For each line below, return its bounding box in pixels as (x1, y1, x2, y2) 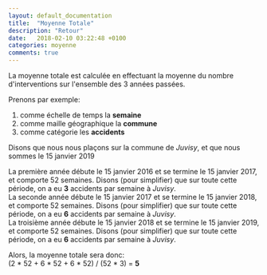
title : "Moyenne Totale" (8, 19, 94, 27)
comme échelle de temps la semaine (19, 110, 142, 120)
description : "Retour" (8, 26, 84, 34)
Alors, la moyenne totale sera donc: (8, 250, 125, 260)
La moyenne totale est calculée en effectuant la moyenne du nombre (8, 71, 234, 80)
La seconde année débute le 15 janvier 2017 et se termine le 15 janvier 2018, (8, 193, 257, 201)
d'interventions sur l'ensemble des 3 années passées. (8, 79, 186, 89)
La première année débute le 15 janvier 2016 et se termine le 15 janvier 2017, (8, 167, 257, 176)
